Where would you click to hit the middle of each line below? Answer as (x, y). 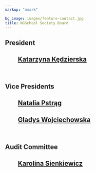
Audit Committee (31, 147)
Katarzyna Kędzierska (52, 59)
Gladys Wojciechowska (54, 119)
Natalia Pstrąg (40, 103)
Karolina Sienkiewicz (50, 163)
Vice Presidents (30, 86)
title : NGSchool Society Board (37, 23)
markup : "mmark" (21, 10)
